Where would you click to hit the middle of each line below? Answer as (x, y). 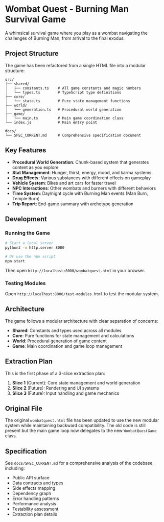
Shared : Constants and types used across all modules (67, 330)
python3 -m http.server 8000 (35, 248)
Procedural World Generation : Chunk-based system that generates (81, 162)
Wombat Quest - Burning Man (67, 9)
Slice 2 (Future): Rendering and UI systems (56, 388)
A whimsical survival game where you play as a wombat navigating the (76, 33)
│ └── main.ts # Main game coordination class (64, 118)
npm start (15, 261)
